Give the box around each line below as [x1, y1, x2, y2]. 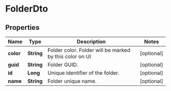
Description [76, 38, 106, 45]
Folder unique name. [47, 78, 97, 84]
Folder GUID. [47, 61, 78, 68]
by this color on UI [47, 53, 92, 60]
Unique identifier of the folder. [47, 69, 120, 76]
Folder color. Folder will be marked [47, 47, 131, 54]
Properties [5, 23, 40, 32]
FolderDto [5, 3, 48, 15]
